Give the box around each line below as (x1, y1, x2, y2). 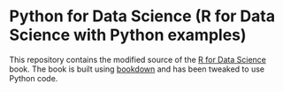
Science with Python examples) (9, 25, 247, 45)
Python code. (9, 73, 58, 83)
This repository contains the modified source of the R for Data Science (9, 54, 267, 65)
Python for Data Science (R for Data (9, 6, 276, 27)
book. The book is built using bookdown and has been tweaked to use (9, 64, 265, 74)
